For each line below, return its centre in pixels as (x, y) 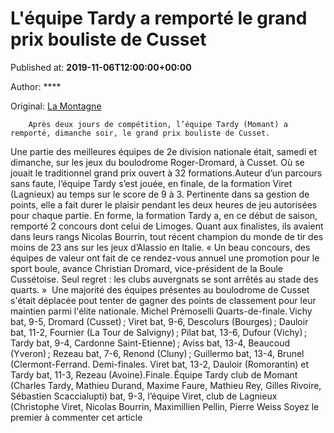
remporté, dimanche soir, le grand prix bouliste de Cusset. (140, 133)
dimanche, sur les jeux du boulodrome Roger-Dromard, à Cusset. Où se (157, 162)
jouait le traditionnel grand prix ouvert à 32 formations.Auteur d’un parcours (166, 173)
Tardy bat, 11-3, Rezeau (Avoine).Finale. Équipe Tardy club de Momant (154, 374)
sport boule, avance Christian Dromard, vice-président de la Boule (146, 268)
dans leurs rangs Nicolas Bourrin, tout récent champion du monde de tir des (167, 236)
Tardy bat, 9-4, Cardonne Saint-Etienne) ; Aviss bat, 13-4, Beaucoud (150, 343)
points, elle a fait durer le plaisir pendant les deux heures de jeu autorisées (164, 204)
